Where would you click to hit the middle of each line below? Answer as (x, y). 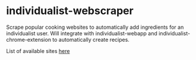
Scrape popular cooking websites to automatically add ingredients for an (95, 27)
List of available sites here (38, 51)
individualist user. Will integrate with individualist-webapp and (82, 33)
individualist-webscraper (70, 11)
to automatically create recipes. (91, 39)
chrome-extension (29, 39)
